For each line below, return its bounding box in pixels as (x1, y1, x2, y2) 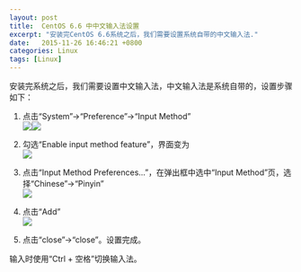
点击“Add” (22, 206, 61, 216)
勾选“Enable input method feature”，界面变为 (22, 139, 190, 149)
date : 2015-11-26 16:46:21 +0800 (9, 38, 143, 48)
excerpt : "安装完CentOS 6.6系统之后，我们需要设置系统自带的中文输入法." (9, 30, 259, 39)
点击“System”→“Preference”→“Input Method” (22, 111, 191, 121)
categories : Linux (9, 47, 78, 56)
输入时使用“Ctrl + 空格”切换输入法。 (9, 253, 142, 264)
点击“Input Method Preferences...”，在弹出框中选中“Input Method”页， (22, 167, 284, 178)
